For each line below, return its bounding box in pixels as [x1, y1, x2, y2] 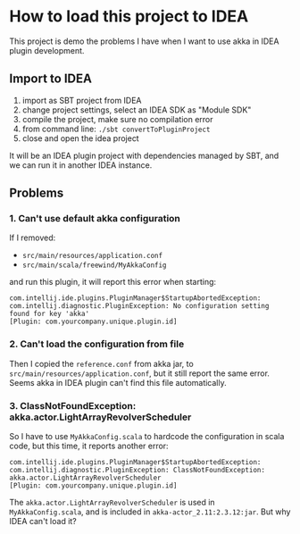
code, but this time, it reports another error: [9, 440, 169, 452]
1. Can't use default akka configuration [9, 213, 181, 225]
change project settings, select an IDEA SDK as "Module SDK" [21, 104, 252, 115]
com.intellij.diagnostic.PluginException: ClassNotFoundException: [9, 466, 266, 475]
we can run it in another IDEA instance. [9, 159, 153, 171]
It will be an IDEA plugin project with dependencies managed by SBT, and [9, 150, 279, 161]
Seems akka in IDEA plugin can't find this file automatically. [9, 377, 228, 388]
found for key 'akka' [9, 310, 90, 319]
